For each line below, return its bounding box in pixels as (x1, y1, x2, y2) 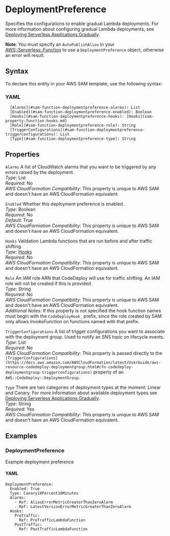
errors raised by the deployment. (5, 169, 75, 175)
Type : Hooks (5, 249, 32, 255)
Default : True (5, 217, 33, 223)
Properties (5, 150, 40, 159)
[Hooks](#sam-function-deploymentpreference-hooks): (10, 114, 125, 119)
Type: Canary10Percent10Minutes (10, 490, 79, 496)
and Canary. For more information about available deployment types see (5, 390, 157, 396)
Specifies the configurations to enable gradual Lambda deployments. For (5, 20, 159, 27)
